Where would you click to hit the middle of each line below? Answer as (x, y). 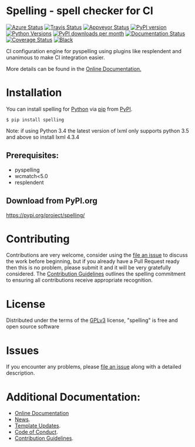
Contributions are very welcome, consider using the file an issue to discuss (97, 255)
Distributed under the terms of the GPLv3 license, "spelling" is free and (92, 320)
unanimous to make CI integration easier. (56, 57)
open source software (33, 327)
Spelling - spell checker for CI (80, 11)
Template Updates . (37, 426)
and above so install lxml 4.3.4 (43, 137)
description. (21, 373)
